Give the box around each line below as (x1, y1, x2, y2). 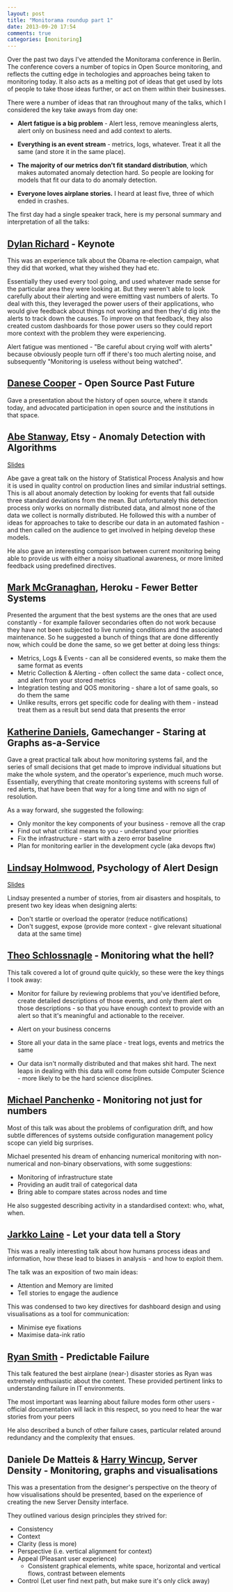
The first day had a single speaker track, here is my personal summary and (7, 210, 222, 219)
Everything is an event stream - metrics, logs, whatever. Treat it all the (17, 140, 221, 148)
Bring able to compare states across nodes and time (17, 1187, 168, 1196)
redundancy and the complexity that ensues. (7, 1433, 136, 1442)
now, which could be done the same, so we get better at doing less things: (7, 640, 220, 649)
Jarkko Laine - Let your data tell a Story (7, 1229, 181, 1241)
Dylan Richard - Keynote (7, 238, 115, 249)
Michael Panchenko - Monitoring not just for (7, 1095, 203, 1106)
